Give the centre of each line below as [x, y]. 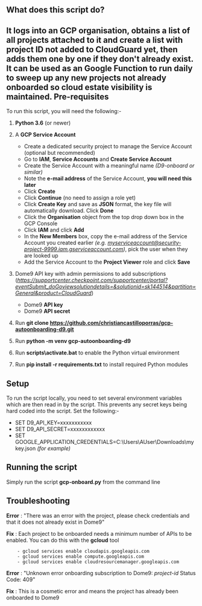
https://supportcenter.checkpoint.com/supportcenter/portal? [92, 280]
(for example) [54, 448]
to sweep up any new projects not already [87, 78]
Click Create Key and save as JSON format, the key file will [98, 204]
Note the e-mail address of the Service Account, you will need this [108, 178]
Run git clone [32, 323]
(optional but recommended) [59, 153]
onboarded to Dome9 [33, 598]
